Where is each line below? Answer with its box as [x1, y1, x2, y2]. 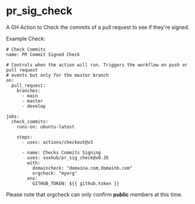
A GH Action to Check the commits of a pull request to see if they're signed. [6, 24, 190, 31]
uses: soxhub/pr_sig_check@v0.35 [27, 154, 109, 160]
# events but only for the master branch [6, 72, 109, 78]
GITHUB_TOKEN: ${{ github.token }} [32, 180, 119, 186]
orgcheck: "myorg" [32, 170, 78, 176]
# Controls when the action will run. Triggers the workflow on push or [6, 62, 188, 68]
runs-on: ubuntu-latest [16, 124, 75, 130]
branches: [16, 87, 41, 94]
